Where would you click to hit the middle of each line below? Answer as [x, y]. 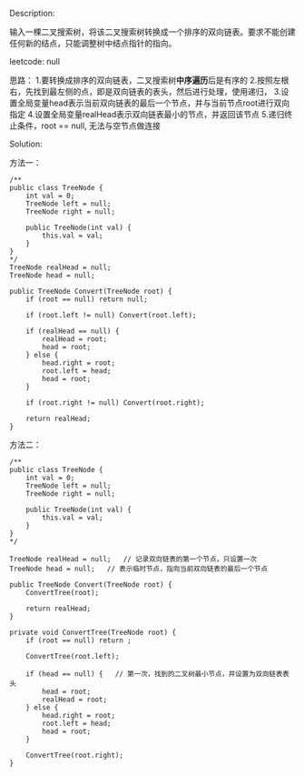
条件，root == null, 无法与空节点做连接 [89, 126]
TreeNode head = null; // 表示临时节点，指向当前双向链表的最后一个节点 [138, 569]
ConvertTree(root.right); [75, 755]
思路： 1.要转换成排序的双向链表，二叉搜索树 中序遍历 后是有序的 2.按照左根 [149, 80]
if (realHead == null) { [73, 331]
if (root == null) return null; [87, 299]
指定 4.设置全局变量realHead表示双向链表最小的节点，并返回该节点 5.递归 [147, 114]
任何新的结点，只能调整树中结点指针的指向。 [93, 43]
